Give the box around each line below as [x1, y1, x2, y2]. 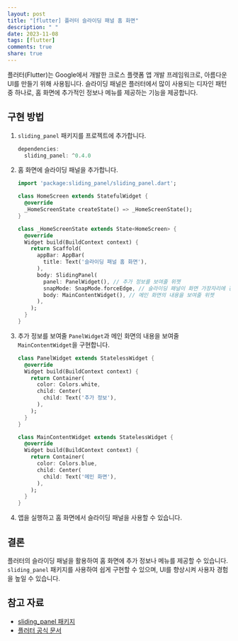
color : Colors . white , [36, 381, 101, 388]
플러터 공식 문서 [17, 626, 62, 635]
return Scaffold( [30, 245, 81, 252]
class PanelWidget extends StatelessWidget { [17, 355, 154, 362]
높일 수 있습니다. [14, 574, 60, 583]
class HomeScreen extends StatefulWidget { [17, 193, 149, 200]
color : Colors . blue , [36, 460, 98, 468]
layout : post [7, 10, 46, 18]
